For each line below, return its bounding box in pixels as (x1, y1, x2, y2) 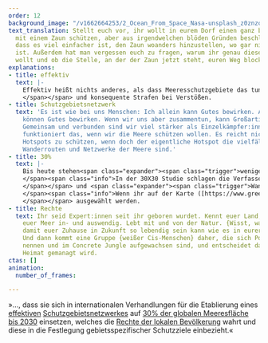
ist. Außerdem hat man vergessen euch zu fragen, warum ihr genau (15, 49, 241, 57)
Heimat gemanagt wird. (22, 249, 98, 257)
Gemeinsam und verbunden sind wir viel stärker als (22, 123, 198, 131)
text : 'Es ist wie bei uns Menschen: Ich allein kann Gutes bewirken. (15, 108, 255, 116)
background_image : (8, 19, 69, 27)
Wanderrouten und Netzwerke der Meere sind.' (22, 145, 177, 153)
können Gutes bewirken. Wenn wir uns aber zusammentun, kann (22, 116, 230, 124)
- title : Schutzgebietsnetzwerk (8, 101, 116, 108)
